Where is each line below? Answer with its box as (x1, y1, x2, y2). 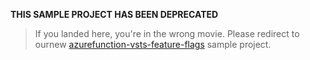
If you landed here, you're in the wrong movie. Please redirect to (34, 28, 300, 39)
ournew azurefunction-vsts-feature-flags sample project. (34, 39, 272, 50)
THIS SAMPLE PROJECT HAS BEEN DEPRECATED (10, 9, 219, 20)
